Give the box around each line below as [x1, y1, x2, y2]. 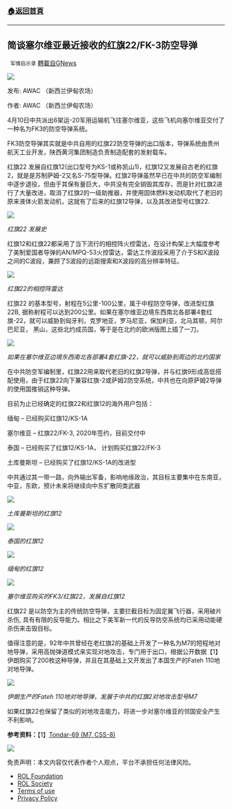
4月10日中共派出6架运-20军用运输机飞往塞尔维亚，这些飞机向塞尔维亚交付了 [7, 116, 225, 124]
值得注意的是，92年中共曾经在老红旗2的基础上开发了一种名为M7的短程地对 [7, 639, 221, 647]
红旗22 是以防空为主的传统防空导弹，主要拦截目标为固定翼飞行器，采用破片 [7, 607, 222, 615]
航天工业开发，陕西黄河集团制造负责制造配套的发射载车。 [7, 148, 171, 156]
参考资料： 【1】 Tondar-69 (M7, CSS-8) [7, 731, 116, 739]
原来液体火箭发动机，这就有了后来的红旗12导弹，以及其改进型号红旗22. [7, 197, 211, 205]
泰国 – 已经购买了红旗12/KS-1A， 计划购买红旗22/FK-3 [7, 444, 161, 452]
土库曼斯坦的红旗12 [7, 510, 62, 518]
